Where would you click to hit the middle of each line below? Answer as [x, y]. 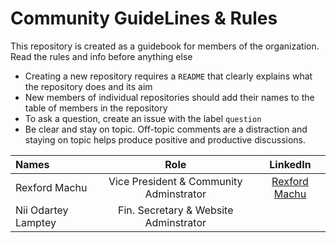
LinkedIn [290, 164]
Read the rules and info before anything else [101, 56]
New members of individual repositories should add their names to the [169, 97]
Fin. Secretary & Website [176, 210]
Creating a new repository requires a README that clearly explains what [168, 76]
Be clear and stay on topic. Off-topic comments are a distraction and [166, 129]
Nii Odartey [42, 210]
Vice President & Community [175, 181]
